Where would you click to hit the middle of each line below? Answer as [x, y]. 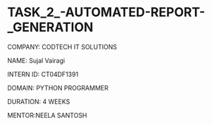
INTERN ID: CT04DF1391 [43, 74]
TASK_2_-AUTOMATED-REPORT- [106, 12]
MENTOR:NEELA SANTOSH [47, 115]
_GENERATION [50, 27]
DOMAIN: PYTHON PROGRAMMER [58, 88]
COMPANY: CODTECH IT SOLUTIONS [62, 47]
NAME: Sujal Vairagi [36, 60]
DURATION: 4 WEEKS [39, 101]
